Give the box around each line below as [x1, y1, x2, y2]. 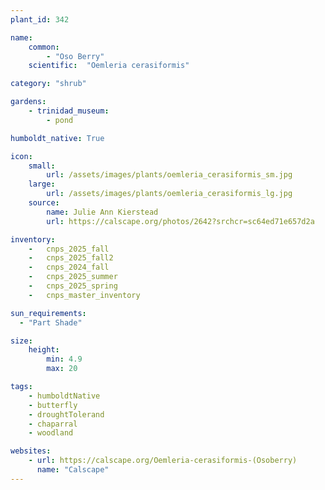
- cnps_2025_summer [28, 272, 118, 282]
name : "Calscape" [36, 465, 110, 475]
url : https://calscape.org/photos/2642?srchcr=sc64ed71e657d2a [46, 216, 315, 226]
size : [10, 336, 33, 346]
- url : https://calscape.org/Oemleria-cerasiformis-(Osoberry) [28, 456, 298, 466]
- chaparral [28, 419, 78, 429]
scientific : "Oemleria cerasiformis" [28, 61, 190, 71]
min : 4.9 [46, 354, 83, 365]
